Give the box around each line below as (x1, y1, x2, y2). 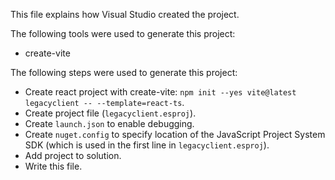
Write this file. (24, 160, 83, 172)
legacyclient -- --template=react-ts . (24, 97, 185, 108)
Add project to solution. (24, 150, 122, 161)
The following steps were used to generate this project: (10, 67, 238, 78)
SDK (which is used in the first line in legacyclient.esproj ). (24, 139, 270, 151)
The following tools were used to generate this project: (10, 28, 236, 39)
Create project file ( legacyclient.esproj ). (24, 107, 197, 119)
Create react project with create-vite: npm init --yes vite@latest (24, 86, 297, 98)
